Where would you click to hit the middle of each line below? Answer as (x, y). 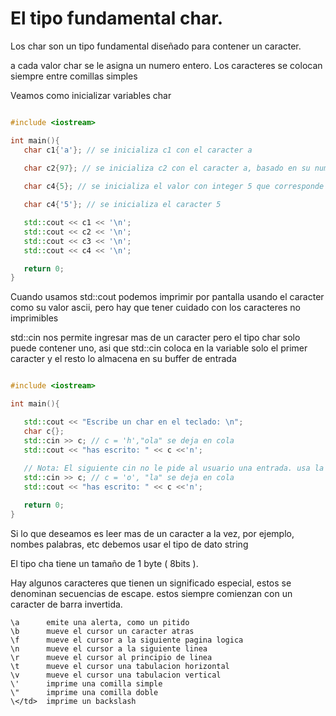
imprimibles (34, 318)
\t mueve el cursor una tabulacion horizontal (120, 666)
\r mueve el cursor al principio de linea (111, 657)
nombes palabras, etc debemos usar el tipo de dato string (129, 544)
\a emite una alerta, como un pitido (100, 622)
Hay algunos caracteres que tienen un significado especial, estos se (151, 583)
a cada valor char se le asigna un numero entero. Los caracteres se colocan (166, 65)
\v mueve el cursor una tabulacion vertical (116, 675)
